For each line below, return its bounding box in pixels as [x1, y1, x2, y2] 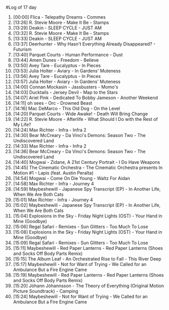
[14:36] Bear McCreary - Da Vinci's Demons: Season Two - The [13, 149, 146, 154]
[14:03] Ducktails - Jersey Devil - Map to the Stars [13, 90, 118, 95]
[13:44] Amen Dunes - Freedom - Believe [13, 57, 99, 63]
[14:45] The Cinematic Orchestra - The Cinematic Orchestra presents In [13, 164, 163, 170]
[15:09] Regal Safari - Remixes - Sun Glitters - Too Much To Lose [13, 240, 148, 246]
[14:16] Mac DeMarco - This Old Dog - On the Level [13, 106, 120, 111]
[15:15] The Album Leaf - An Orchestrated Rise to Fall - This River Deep [13, 256, 161, 262]
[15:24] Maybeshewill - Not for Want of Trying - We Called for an [13, 293, 148, 299]
